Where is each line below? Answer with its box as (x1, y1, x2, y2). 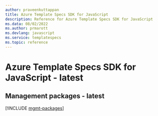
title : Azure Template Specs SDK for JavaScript (5, 12, 108, 17)
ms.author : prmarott (5, 26, 48, 31)
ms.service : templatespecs (5, 35, 61, 40)
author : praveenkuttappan (5, 7, 59, 12)
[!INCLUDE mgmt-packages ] (5, 105, 64, 111)
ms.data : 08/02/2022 (5, 21, 48, 26)
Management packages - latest (5, 92, 105, 100)
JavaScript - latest (5, 72, 83, 83)
